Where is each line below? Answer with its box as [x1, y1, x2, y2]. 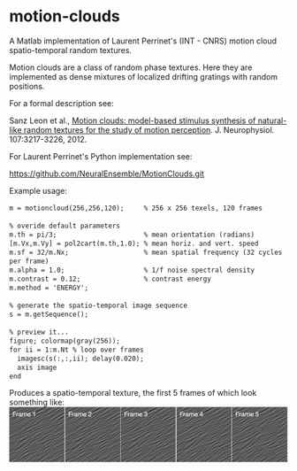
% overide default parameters [9, 221, 121, 230]
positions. [9, 81, 45, 91]
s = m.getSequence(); [9, 310, 89, 319]
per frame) [9, 257, 49, 266]
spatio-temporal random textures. [9, 44, 133, 55]
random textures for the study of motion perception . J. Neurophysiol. [23, 124, 275, 135]
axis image [17, 363, 57, 372]
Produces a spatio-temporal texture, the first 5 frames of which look [9, 387, 257, 398]
